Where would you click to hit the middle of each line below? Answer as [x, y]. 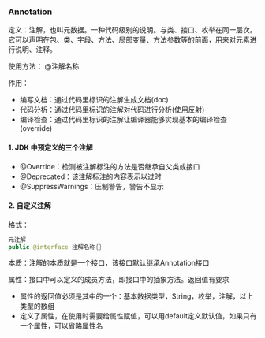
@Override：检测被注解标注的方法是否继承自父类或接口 [110, 166]
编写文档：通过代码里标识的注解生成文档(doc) [94, 100]
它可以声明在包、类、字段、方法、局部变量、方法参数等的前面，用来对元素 [129, 40]
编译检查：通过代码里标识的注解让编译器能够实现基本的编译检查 [123, 120]
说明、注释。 [35, 50]
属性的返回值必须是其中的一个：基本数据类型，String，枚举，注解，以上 [136, 296]
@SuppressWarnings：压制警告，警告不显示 [91, 186]
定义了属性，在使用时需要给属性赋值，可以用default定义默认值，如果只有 [138, 316]
